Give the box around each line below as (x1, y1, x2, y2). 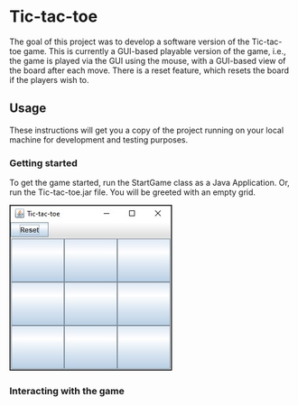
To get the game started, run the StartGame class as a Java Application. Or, (9, 178, 291, 189)
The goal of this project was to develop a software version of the (9, 36, 250, 47)
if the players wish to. (9, 74, 89, 85)
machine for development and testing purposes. (9, 134, 189, 145)
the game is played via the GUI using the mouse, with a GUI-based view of (9, 55, 286, 66)
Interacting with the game (9, 384, 125, 397)
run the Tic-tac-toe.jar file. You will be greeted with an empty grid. (9, 187, 256, 198)
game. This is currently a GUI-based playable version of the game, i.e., (23, 45, 286, 56)
